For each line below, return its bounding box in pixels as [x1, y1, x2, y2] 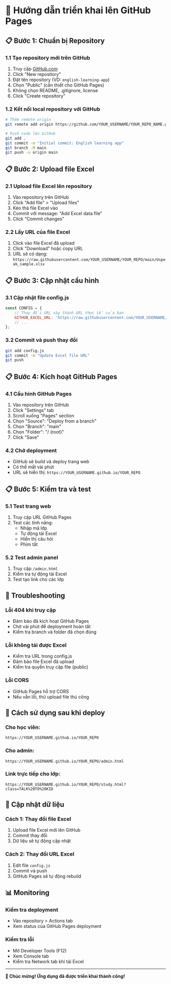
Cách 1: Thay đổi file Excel [5, 815, 71, 822]
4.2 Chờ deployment [5, 447, 57, 454]
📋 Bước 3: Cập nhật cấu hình [5, 276, 99, 285]
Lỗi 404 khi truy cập [5, 606, 56, 614]
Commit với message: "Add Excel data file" [12, 210, 103, 216]
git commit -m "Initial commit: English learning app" [5, 140, 124, 146]
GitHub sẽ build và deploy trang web [12, 459, 90, 465]
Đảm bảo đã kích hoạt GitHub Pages [12, 618, 89, 624]
